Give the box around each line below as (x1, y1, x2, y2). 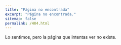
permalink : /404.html (5, 21, 50, 26)
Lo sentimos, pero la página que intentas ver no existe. (5, 34, 117, 40)
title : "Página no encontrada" (5, 7, 70, 12)
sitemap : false (5, 16, 37, 21)
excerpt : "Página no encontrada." (5, 12, 77, 17)
